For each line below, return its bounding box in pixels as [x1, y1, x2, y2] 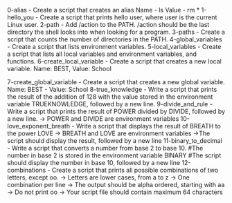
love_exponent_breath [7, 122, 71, 130]
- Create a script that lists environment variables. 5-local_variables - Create [7, 43, 222, 50]
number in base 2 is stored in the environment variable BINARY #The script [7, 151, 222, 159]
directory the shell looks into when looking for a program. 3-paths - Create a [7, 28, 225, 36]
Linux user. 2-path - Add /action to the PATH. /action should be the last [7, 21, 210, 28]
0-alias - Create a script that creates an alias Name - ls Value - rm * [7, 6, 200, 14]
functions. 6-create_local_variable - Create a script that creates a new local [7, 57, 222, 65]
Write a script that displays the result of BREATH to [75, 122, 222, 130]
